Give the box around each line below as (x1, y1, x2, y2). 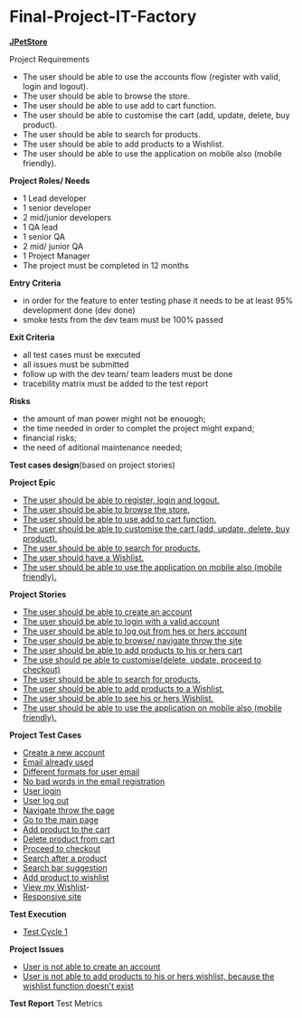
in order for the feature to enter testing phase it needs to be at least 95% (22, 295, 294, 306)
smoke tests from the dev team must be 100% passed (22, 314, 224, 325)
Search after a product (22, 853, 107, 863)
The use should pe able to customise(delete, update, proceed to (22, 654, 262, 665)
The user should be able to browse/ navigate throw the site (22, 635, 242, 646)
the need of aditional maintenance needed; (22, 441, 184, 453)
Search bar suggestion (22, 862, 108, 873)
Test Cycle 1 (22, 926, 68, 937)
